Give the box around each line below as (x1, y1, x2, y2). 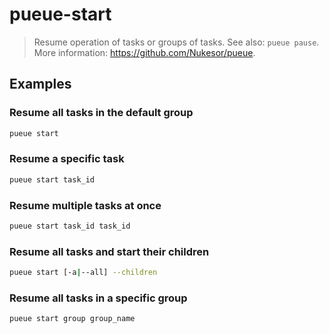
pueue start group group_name (9, 314, 136, 324)
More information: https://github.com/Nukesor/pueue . (33, 46, 256, 58)
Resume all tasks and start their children (9, 244, 210, 258)
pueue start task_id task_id (9, 221, 131, 231)
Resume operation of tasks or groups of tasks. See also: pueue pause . (33, 36, 320, 48)
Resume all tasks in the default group (9, 106, 194, 120)
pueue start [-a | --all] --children (9, 268, 158, 278)
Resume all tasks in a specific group (9, 291, 188, 305)
